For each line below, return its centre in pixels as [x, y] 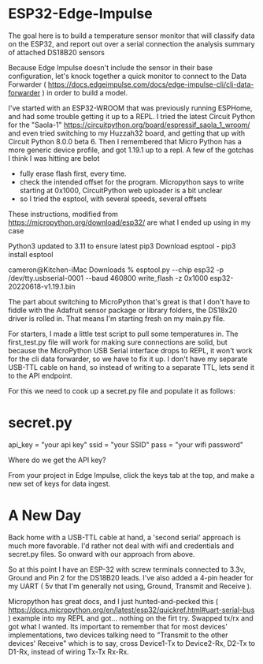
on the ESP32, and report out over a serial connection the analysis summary [131, 43]
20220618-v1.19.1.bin [42, 286]
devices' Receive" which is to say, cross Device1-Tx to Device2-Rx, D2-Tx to [132, 643]
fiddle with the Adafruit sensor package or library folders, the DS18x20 [123, 310]
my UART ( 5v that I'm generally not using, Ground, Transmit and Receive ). [130, 586]
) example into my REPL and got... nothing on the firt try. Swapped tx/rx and [131, 618]
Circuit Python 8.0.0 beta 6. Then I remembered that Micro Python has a [125, 141]
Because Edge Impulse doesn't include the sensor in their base [111, 67]
